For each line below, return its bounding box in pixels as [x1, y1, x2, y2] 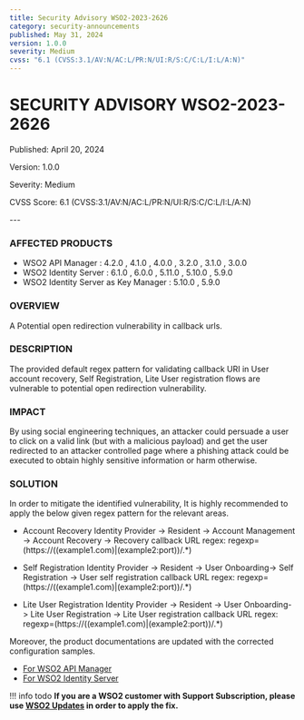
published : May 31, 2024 [9, 30, 103, 39]
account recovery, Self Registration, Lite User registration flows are [9, 373, 260, 384]
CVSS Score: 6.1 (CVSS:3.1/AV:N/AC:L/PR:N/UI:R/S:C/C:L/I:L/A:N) [9, 196, 251, 207]
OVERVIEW [9, 300, 61, 312]
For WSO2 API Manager [22, 664, 113, 675]
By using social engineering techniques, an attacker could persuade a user [9, 426, 289, 437]
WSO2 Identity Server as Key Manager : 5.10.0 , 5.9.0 [22, 277, 221, 288]
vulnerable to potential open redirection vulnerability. [9, 382, 207, 393]
